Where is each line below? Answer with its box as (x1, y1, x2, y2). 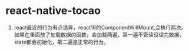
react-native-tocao (5, 4, 101, 17)
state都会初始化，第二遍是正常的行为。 (14, 38, 110, 45)
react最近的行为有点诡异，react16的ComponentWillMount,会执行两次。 (14, 24, 187, 31)
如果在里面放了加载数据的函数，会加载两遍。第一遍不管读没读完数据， (14, 31, 185, 38)
